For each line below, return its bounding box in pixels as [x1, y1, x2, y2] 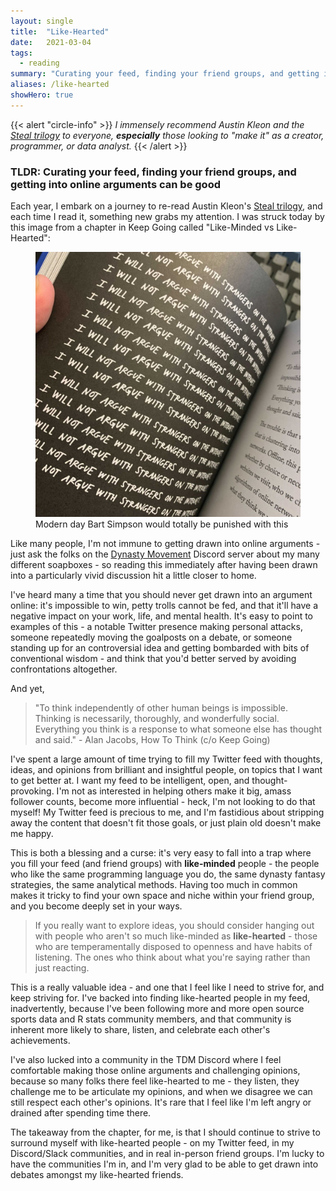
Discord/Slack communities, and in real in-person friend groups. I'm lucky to [10, 1148, 325, 1160]
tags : [10, 48, 33, 58]
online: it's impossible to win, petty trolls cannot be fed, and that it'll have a [10, 600, 319, 612]
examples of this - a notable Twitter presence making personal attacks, [10, 621, 303, 633]
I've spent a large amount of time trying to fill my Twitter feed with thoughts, [10, 753, 323, 765]
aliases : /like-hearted [10, 80, 110, 90]
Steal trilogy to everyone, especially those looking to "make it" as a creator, [10, 129, 325, 141]
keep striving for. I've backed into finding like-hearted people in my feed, [10, 992, 311, 1004]
